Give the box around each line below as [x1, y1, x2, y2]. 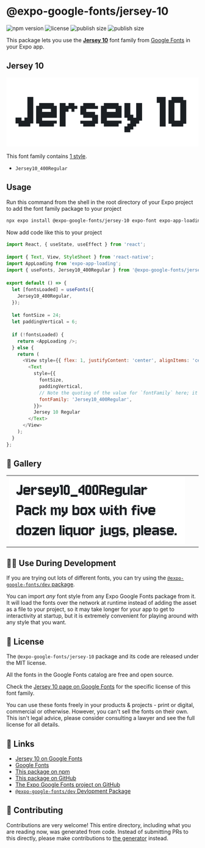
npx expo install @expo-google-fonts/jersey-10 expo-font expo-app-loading [6, 218, 203, 224]
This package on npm [15, 768, 70, 775]
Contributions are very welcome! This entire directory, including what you [6, 821, 191, 828]
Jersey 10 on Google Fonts [15, 755, 82, 762]
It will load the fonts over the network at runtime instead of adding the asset [6, 599, 197, 607]
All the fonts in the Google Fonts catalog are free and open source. [6, 671, 174, 678]
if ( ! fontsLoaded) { [12, 331, 64, 338]
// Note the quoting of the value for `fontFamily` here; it [38, 390, 198, 396]
